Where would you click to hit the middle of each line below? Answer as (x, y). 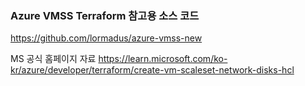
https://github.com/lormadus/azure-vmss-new (106, 38)
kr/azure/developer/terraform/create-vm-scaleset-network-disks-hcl (152, 70)
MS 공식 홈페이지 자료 (53, 59)
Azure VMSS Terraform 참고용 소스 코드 (105, 15)
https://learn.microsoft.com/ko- (163, 59)
